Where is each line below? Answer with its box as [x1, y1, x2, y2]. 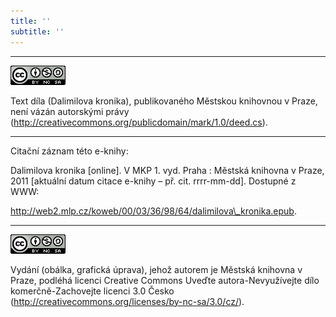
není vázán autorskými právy [10, 105, 130, 117]
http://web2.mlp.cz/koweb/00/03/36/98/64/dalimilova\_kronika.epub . [10, 205, 297, 217]
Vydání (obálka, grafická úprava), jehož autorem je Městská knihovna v [10, 263, 303, 275]
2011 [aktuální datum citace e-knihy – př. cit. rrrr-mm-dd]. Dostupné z [10, 175, 297, 187]
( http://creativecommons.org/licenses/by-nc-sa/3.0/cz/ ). [10, 295, 245, 307]
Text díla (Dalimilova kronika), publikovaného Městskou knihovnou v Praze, [10, 95, 318, 107]
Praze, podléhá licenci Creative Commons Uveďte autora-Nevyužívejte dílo [10, 274, 320, 286]
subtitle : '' [10, 26, 65, 37]
